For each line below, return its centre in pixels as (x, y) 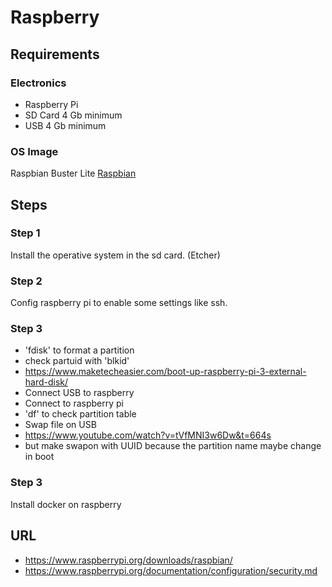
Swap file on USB (60, 425)
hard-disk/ (46, 382)
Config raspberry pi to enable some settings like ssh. (119, 303)
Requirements (55, 54)
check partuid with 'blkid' (77, 361)
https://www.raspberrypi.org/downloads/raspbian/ (128, 560)
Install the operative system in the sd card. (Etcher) (115, 255)
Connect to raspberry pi (74, 403)
